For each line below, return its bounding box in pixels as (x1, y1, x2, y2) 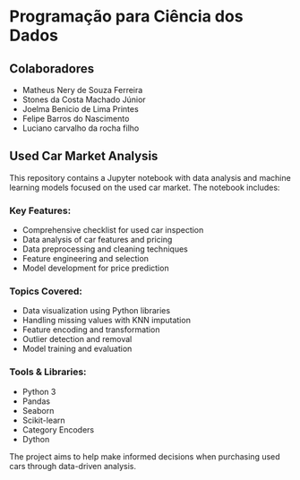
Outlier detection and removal (21, 334, 133, 345)
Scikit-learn (21, 415, 65, 425)
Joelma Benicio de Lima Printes (21, 104, 139, 114)
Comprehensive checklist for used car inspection (21, 225, 204, 236)
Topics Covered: (9, 285, 82, 297)
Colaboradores (9, 61, 95, 76)
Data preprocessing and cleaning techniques (21, 244, 188, 254)
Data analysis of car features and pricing (21, 235, 173, 245)
